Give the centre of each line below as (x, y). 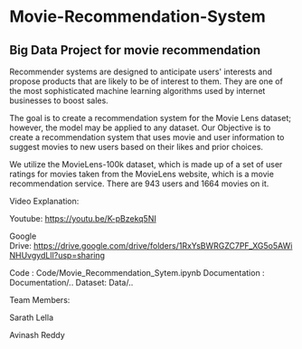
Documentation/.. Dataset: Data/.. (71, 283)
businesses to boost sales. (59, 100)
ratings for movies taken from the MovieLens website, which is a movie (142, 174)
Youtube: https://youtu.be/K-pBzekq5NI (83, 218)
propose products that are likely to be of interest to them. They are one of (146, 81)
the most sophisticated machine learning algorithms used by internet (137, 91)
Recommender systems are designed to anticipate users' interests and (141, 71)
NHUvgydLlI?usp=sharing (57, 255)
